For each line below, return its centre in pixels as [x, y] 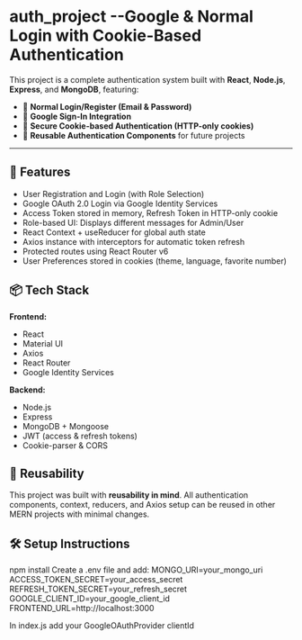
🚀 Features [40, 172]
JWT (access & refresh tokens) [80, 436]
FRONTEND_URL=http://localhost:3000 [82, 608]
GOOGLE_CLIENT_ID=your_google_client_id [90, 599]
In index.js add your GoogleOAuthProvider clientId [102, 626]
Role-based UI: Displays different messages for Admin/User [133, 222]
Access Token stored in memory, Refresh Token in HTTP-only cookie [150, 212]
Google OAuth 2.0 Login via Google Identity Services [120, 203]
